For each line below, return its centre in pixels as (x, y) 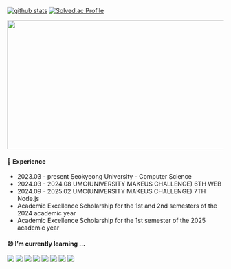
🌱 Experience (26, 161)
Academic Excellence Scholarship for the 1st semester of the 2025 (111, 221)
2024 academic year (46, 213)
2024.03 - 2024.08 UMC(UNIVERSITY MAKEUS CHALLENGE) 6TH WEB (119, 184)
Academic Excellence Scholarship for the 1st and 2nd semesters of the (117, 206)
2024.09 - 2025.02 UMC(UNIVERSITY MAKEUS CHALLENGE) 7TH (111, 191)
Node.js (28, 199)
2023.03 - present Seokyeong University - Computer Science (104, 177)
